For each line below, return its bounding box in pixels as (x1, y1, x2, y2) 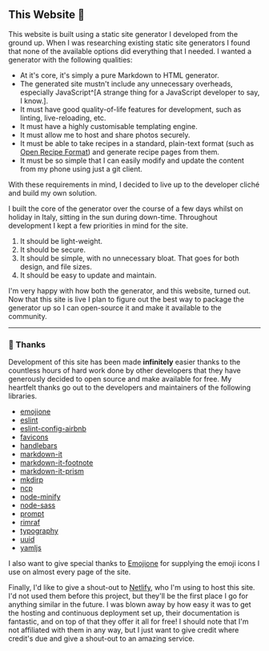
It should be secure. (19, 245, 86, 254)
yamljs (19, 543, 42, 553)
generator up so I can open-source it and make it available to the (8, 302, 222, 313)
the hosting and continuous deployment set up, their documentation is (8, 609, 240, 618)
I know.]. (19, 95, 49, 105)
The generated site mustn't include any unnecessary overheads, (19, 79, 234, 88)
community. (8, 311, 47, 321)
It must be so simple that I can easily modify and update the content (19, 156, 244, 165)
